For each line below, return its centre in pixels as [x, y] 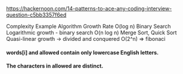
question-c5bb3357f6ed [36, 15]
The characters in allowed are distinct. [55, 66]
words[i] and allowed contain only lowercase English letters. [83, 52]
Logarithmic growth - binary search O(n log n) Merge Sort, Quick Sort [91, 33]
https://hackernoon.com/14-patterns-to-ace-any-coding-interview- [89, 9]
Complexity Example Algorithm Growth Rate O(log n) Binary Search [89, 26]
